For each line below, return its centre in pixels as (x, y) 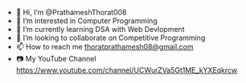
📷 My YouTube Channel (56, 59)
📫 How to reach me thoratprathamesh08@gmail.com (105, 47)
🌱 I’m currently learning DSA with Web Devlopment (100, 29)
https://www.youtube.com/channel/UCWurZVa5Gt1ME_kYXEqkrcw (127, 70)
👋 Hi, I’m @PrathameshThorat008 (71, 12)
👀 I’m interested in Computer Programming (87, 21)
